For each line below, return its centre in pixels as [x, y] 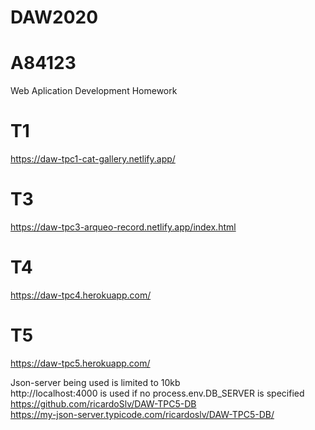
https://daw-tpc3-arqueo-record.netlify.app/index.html [123, 227]
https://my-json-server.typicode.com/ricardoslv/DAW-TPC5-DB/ [142, 414]
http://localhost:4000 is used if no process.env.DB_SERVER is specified [157, 393]
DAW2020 [54, 17]
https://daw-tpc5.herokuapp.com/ [80, 363]
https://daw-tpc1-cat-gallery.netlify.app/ [93, 159]
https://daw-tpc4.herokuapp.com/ [81, 295]
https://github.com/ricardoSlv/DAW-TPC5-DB [103, 403]
